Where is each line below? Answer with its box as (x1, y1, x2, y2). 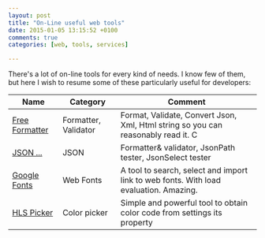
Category (69, 96, 106, 107)
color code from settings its (120, 207, 222, 218)
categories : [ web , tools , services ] (8, 41, 129, 49)
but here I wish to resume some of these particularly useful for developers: (8, 78, 252, 87)
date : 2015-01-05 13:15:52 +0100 (8, 26, 118, 34)
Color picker (62, 207, 108, 218)
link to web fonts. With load (120, 175, 221, 186)
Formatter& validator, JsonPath (120, 143, 236, 154)
